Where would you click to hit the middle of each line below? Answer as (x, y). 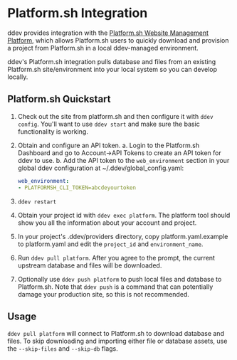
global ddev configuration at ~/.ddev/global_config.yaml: (100, 168)
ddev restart (37, 202)
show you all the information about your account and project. (107, 223)
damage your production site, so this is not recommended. (104, 294)
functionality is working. (53, 131)
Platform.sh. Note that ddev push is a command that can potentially (115, 287)
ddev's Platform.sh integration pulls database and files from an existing (112, 61)
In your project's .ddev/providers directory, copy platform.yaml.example (123, 236)
